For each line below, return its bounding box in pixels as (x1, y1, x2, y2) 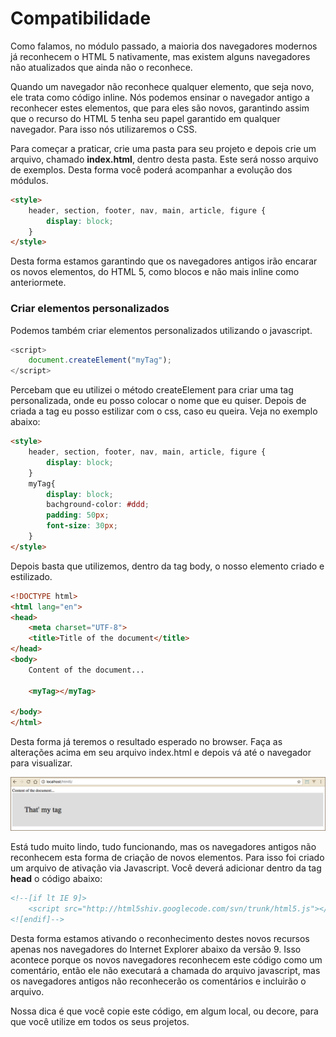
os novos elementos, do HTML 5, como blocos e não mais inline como (10, 266, 300, 278)
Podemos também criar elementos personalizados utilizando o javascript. (10, 324, 313, 336)
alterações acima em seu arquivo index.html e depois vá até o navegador (10, 747, 312, 759)
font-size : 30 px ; (46, 521, 118, 531)
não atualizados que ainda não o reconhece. (10, 61, 193, 73)
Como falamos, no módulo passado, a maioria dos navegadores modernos (10, 40, 318, 52)
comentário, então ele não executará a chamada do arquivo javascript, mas (10, 964, 321, 976)
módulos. (10, 174, 49, 186)
